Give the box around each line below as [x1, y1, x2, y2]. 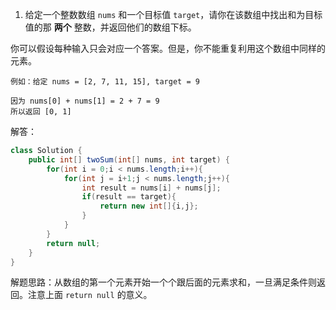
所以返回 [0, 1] [10, 107, 72, 117]
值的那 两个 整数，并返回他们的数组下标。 [24, 21, 197, 33]
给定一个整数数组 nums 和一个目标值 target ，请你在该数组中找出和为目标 [24, 9, 323, 20]
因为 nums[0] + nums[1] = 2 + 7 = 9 [10, 96, 160, 106]
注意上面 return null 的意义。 [27, 289, 153, 301]
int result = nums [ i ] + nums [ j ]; [81, 183, 222, 193]
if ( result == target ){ [81, 192, 177, 202]
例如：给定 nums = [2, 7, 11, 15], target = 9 [10, 77, 200, 87]
